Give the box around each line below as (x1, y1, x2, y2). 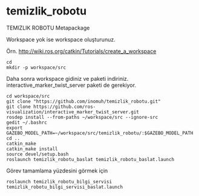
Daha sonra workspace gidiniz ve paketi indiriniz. (6, 75, 129, 82)
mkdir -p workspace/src (6, 65, 67, 71)
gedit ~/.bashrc (6, 119, 47, 125)
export (6, 125, 23, 131)
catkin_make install (6, 146, 59, 152)
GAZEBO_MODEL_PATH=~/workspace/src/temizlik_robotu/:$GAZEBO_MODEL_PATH (6, 130, 194, 136)
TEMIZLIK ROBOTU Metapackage (6, 24, 90, 31)
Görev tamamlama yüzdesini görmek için (6, 167, 108, 174)
